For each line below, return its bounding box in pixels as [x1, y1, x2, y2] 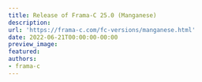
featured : [8, 48, 41, 55]
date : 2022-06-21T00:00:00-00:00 [8, 33, 118, 41]
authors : [8, 55, 37, 63]
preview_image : [8, 41, 58, 48]
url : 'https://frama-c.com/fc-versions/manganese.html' [8, 26, 196, 34]
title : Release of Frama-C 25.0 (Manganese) [8, 11, 157, 20]
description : [8, 19, 51, 27]
